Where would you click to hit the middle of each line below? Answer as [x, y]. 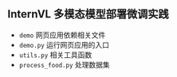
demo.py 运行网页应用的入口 [64, 44]
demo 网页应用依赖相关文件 [62, 35]
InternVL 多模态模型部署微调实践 [88, 14]
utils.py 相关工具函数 [55, 55]
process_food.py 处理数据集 [65, 64]
